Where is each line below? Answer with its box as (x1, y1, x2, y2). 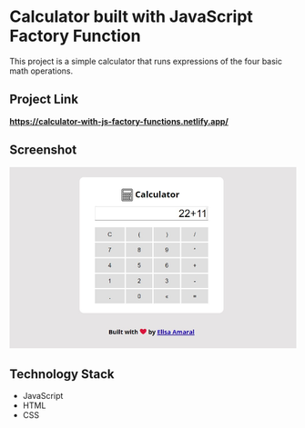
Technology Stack (9, 366, 115, 382)
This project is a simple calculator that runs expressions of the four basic (9, 55, 282, 66)
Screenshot (9, 143, 77, 158)
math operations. (9, 65, 74, 76)
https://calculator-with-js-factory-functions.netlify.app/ (9, 115, 229, 126)
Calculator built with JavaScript (9, 6, 253, 27)
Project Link (9, 92, 79, 107)
